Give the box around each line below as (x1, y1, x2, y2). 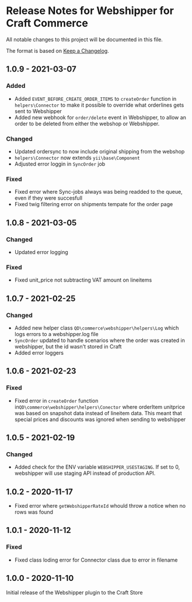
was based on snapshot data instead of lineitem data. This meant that (14, 409, 182, 416)
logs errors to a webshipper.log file (14, 330, 99, 337)
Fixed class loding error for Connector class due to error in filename (14, 556, 178, 563)
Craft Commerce (6, 16, 89, 30)
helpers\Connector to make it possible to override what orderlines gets (14, 101, 184, 108)
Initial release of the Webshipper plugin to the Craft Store (6, 589, 143, 596)
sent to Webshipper (14, 107, 62, 115)
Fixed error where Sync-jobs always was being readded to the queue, (14, 189, 183, 196)
